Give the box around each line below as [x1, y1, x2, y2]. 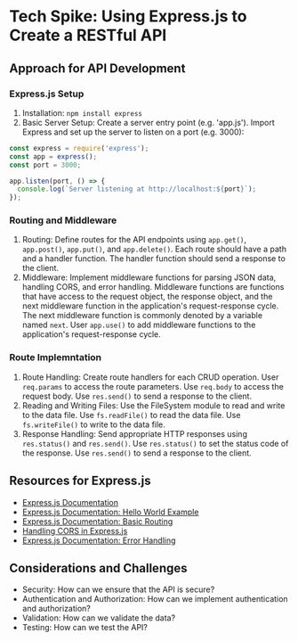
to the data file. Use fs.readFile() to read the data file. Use [21, 409, 241, 420]
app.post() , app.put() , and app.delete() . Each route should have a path [21, 243, 287, 255]
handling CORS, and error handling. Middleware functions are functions [21, 282, 285, 292]
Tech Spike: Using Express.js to [9, 6, 247, 27]
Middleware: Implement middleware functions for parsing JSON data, [21, 272, 277, 283]
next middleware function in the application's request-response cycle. [21, 300, 279, 311]
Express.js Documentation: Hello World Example [21, 506, 199, 517]
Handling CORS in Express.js [21, 525, 128, 536]
